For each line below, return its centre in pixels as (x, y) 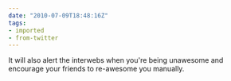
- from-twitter (33, 38)
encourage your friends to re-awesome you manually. (96, 69)
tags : (17, 23)
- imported (26, 30)
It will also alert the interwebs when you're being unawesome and (116, 60)
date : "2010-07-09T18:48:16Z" (59, 15)
